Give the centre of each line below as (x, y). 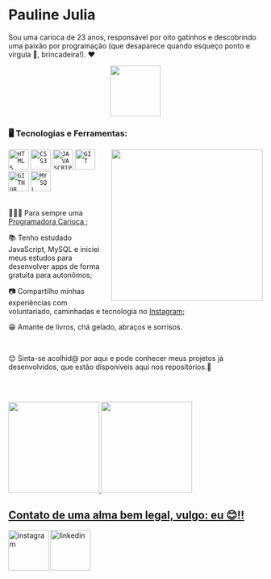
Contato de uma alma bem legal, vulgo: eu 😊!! (126, 516)
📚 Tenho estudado (40, 238)
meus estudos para (40, 258)
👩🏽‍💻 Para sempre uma (46, 213)
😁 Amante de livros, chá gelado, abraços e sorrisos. (96, 327)
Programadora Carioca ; (48, 222)
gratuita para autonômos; (50, 275)
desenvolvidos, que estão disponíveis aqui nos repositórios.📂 (110, 367)
